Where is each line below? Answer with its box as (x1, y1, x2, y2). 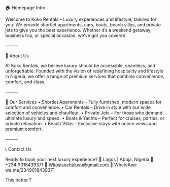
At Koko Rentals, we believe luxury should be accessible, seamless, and (5, 63, 156, 68)
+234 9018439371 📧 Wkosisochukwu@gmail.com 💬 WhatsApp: (5, 162, 138, 168)
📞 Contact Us (5, 146, 32, 152)
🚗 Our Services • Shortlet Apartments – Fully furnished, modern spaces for (5, 99, 162, 105)
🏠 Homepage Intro (5, 5, 46, 11)
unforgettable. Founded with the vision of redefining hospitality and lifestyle (5, 68, 164, 74)
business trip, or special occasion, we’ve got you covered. (5, 32, 127, 39)
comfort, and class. (5, 79, 46, 85)
